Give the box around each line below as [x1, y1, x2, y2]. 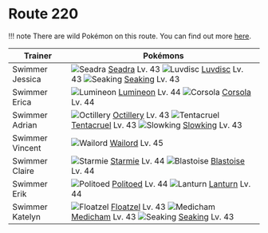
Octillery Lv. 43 [112, 109, 170, 120]
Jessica [12, 73, 41, 85]
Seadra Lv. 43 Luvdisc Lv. [108, 63, 244, 74]
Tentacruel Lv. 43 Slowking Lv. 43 [71, 119, 242, 130]
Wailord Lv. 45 [109, 137, 164, 148]
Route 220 [8, 5, 79, 23]
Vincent [12, 142, 41, 153]
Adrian [12, 119, 37, 130]
